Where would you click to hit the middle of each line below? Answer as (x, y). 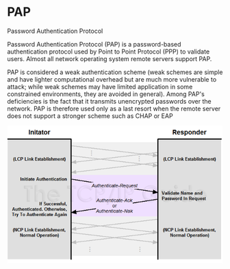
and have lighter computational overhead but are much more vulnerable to (112, 79)
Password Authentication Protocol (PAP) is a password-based (94, 44)
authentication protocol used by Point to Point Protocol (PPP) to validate (108, 51)
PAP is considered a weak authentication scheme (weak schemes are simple (115, 72)
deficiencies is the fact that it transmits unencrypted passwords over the (109, 101)
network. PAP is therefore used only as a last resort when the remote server (114, 108)
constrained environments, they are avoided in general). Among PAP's (106, 94)
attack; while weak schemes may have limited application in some (100, 86)
